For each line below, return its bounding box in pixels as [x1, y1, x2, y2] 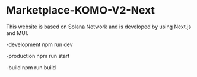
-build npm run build [6, 63, 56, 71]
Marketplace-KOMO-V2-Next [6, 4, 155, 17]
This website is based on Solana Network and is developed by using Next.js [6, 23, 192, 30]
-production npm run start [6, 52, 70, 59]
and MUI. [6, 29, 28, 36]
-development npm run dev [6, 41, 73, 48]
